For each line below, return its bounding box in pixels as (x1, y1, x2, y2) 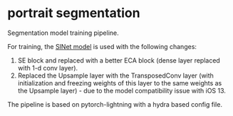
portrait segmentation (7, 5, 140, 21)
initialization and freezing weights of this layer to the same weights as (17, 78, 222, 87)
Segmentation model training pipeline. (7, 28, 119, 37)
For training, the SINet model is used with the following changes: (7, 42, 197, 51)
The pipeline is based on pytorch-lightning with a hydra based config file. (7, 100, 223, 108)
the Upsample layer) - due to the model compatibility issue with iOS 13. (17, 86, 227, 95)
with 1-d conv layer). (17, 63, 78, 72)
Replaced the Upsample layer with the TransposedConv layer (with (17, 71, 214, 80)
